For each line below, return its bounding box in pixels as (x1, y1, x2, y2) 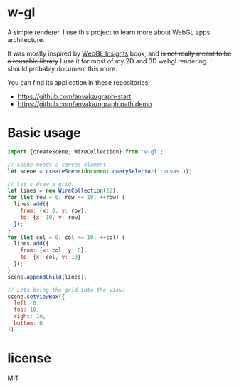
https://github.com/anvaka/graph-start (17, 92, 132, 101)
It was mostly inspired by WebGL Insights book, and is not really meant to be (7, 49, 232, 58)
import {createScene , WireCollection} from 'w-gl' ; (7, 148, 164, 155)
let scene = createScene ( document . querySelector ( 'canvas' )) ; (7, 168, 193, 175)
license (7, 350, 52, 366)
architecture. (7, 35, 45, 44)
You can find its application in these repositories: (7, 78, 151, 86)
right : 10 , (14, 313, 46, 320)
